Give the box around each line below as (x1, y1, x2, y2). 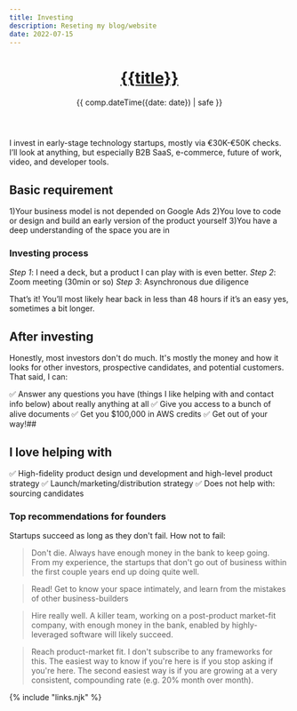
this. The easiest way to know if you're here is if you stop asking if (30, 656, 274, 667)
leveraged (30, 629, 68, 640)
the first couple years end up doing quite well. (30, 566, 200, 578)
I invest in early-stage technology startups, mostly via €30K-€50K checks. (9, 138, 282, 148)
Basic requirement (9, 182, 114, 197)
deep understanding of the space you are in (9, 225, 171, 236)
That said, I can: (9, 371, 68, 382)
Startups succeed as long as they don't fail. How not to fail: (9, 531, 226, 541)
